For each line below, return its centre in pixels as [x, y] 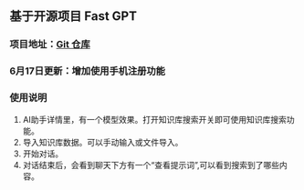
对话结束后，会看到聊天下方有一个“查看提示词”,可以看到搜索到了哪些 [151, 165]
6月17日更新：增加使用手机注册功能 [88, 71]
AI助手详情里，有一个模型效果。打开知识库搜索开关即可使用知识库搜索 [155, 119]
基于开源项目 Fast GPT [73, 16]
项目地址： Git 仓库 [50, 45]
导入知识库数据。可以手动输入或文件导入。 [103, 142]
